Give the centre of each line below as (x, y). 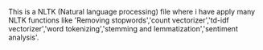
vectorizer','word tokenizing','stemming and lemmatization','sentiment (123, 29)
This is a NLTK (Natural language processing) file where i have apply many (132, 12)
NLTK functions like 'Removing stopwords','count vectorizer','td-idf (119, 20)
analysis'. (24, 37)
